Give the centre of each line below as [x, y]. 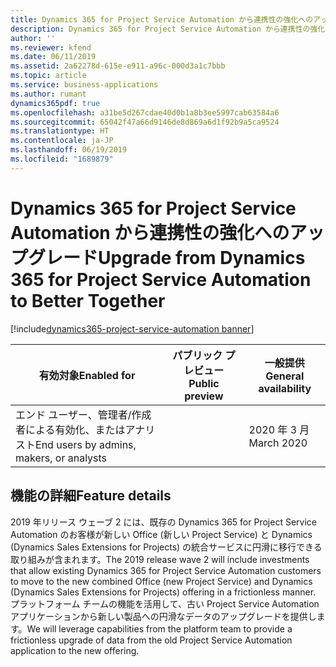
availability [285, 388]
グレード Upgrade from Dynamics [167, 257]
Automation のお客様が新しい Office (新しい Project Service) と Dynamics [161, 534]
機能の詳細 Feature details [91, 496]
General [285, 376]
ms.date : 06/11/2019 [53, 57]
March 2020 [278, 443]
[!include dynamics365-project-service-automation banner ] [132, 328]
